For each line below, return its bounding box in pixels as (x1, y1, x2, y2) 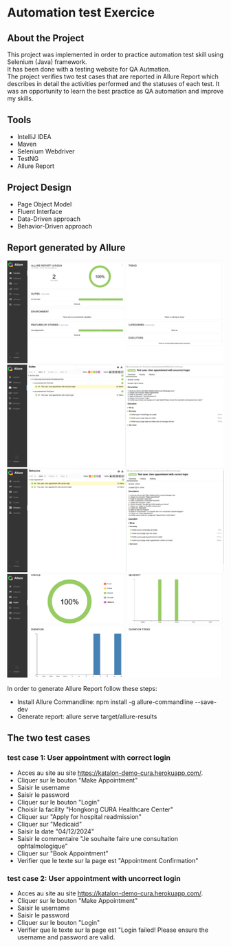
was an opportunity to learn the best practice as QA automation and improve (7, 87, 224, 95)
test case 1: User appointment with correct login (7, 753, 170, 763)
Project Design (7, 182, 72, 193)
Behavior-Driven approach (16, 222, 93, 230)
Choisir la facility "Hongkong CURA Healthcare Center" (16, 805, 174, 813)
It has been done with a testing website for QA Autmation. (7, 65, 170, 73)
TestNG (16, 154, 39, 162)
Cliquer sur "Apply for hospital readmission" (16, 812, 142, 820)
